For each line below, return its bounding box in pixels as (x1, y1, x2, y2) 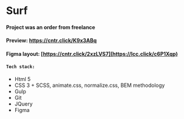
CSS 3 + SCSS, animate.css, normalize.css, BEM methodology (14, 82, 165, 89)
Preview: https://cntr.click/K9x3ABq (6, 37, 97, 44)
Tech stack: (6, 64, 35, 69)
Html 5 (14, 76, 31, 83)
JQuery (14, 100, 33, 107)
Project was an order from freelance (6, 23, 95, 30)
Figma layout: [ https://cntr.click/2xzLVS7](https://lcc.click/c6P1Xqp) (6, 50, 178, 57)
